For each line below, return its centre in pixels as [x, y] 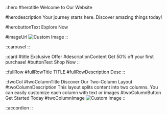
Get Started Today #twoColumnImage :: [65, 98]
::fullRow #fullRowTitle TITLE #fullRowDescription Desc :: [65, 72]
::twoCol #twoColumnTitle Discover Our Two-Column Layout [69, 82]
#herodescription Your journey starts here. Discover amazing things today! [84, 17]
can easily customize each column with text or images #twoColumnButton [83, 93]
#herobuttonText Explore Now [37, 27]
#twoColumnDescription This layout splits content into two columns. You [82, 87]
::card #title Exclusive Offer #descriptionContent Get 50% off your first [80, 56]
